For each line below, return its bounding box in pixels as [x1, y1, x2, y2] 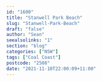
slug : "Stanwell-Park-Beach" [6, 20, 80, 26]
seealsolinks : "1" [6, 37, 53, 43]
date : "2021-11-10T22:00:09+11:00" [6, 65, 97, 72]
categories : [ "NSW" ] [6, 49, 59, 55]
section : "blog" [6, 43, 47, 49]
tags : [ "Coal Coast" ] [6, 54, 61, 60]
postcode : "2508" [6, 60, 50, 66]
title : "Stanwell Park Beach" [6, 15, 83, 21]
